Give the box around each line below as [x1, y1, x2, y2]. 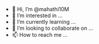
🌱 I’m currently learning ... [11, 18, 76, 25]
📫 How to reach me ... [11, 32, 68, 38]
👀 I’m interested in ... [11, 12, 63, 19]
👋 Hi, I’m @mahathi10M [11, 6, 70, 12]
